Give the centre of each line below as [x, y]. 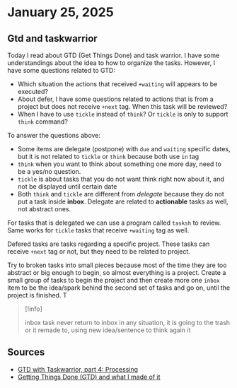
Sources [26, 352]
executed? [33, 92]
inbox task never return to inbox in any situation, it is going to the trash [127, 323]
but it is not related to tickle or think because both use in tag [108, 157]
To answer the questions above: [54, 135]
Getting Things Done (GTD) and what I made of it [89, 377]
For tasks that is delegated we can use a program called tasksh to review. [114, 223]
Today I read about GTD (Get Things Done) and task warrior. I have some [114, 55]
